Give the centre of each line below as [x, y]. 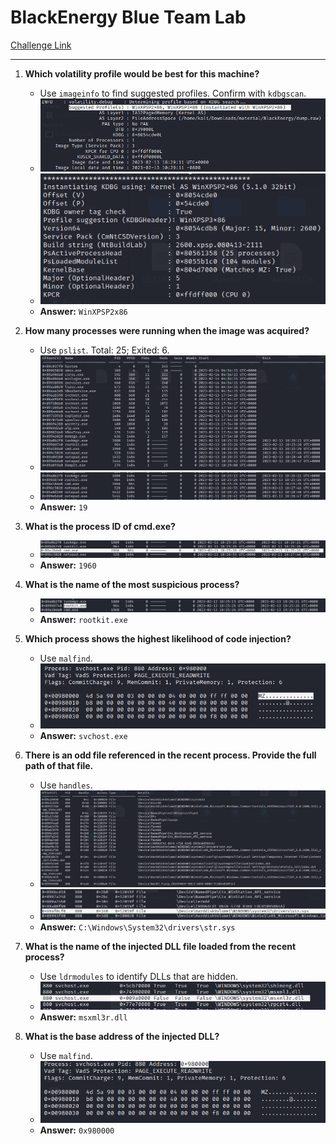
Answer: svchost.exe [83, 736]
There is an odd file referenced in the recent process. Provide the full [170, 755]
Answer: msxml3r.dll [83, 1017]
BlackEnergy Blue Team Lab [128, 17]
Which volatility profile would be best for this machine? [142, 73]
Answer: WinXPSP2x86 [83, 311]
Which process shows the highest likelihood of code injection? [158, 638]
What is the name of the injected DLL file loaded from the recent [160, 946]
